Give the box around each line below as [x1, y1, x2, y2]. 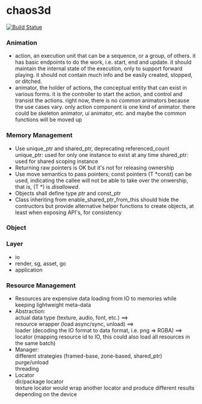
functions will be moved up [14, 116, 82, 123]
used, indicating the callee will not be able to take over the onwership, [14, 177, 188, 184]
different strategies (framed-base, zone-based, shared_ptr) [14, 352, 162, 360]
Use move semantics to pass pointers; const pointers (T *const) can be [14, 170, 192, 177]
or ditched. [14, 78, 42, 85]
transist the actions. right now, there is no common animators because [14, 97, 189, 104]
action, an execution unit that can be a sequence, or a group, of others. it [14, 52, 196, 60]
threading [14, 365, 39, 373]
